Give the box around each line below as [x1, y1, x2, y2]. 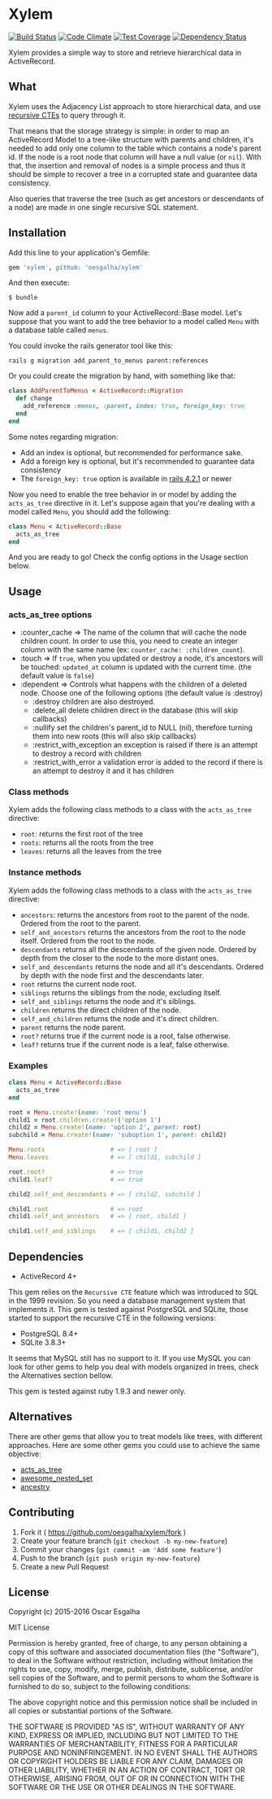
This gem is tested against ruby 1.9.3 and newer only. [8, 1386, 187, 1396]
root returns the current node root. [19, 979, 137, 989]
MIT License [8, 1622, 50, 1633]
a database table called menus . [8, 325, 109, 335]
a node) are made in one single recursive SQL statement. [8, 202, 199, 212]
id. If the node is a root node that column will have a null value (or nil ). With [8, 151, 261, 161]
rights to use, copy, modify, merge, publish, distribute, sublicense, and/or [8, 1665, 253, 1674]
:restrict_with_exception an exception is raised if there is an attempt [32, 740, 258, 750]
